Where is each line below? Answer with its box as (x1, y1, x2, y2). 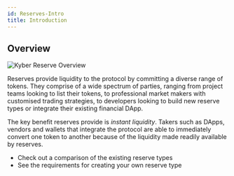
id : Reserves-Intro (7, 10, 64, 17)
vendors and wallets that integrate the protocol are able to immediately (7, 125, 212, 133)
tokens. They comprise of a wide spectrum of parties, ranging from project (7, 82, 223, 91)
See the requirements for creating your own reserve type (17, 161, 182, 170)
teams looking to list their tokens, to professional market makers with (7, 89, 206, 98)
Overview (7, 43, 51, 54)
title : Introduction (7, 17, 68, 24)
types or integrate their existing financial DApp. (7, 104, 144, 112)
